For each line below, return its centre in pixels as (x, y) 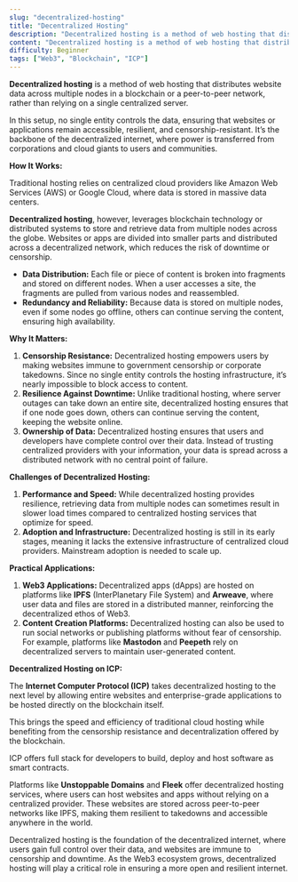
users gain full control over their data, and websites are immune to (130, 849)
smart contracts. (39, 767)
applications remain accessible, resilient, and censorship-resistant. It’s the (145, 129)
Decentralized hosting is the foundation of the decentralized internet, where (148, 840)
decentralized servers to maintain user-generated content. (129, 651)
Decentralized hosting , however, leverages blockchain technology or (136, 219)
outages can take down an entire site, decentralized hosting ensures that (155, 403)
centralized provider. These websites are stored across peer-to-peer (134, 804)
